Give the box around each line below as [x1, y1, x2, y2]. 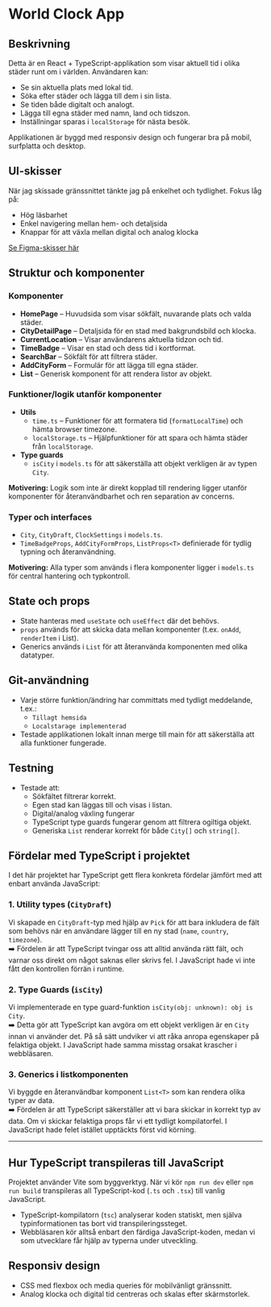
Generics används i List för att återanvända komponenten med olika [19, 641, 248, 651]
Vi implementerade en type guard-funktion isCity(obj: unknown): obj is [8, 1002, 253, 1012]
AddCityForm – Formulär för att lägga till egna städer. [19, 360, 199, 370]
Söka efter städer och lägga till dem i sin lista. [19, 91, 172, 101]
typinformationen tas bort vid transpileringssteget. [19, 1219, 188, 1229]
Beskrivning [8, 37, 71, 51]
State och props [8, 595, 90, 608]
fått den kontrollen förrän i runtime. [8, 963, 125, 973]
